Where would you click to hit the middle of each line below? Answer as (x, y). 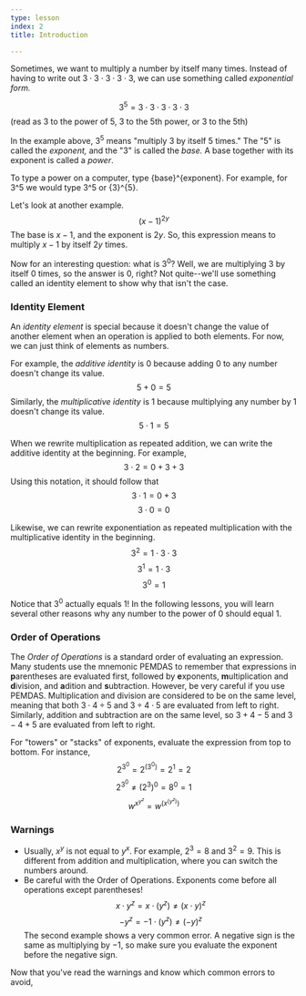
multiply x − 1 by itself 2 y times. (69, 245)
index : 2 (27, 26)
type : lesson (35, 18)
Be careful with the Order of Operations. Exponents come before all (150, 880)
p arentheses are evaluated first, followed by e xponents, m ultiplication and (149, 676)
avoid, (22, 982)
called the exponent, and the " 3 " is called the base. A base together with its (152, 150)
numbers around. (56, 870)
